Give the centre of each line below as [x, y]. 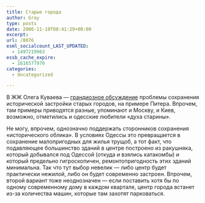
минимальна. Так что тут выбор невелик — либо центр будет [87, 168]
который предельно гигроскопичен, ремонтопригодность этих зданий [99, 161]
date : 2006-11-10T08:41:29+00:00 [49, 29]
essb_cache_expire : [31, 57]
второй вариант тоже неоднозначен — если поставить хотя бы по [93, 180]
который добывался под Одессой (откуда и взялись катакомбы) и [93, 155]
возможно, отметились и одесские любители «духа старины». [89, 117]
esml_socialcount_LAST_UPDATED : [47, 46]
